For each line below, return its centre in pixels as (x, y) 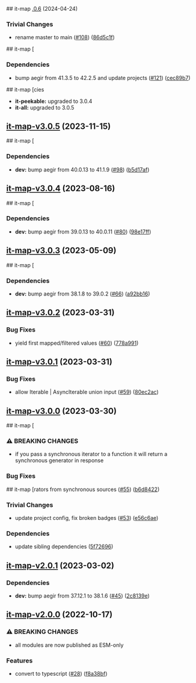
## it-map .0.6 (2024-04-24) (42, 9)
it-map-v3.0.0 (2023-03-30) (62, 411)
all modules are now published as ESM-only (69, 645)
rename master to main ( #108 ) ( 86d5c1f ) (65, 37)
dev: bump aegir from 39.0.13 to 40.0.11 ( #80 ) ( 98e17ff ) (83, 232)
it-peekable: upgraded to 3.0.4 (54, 101)
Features (20, 660)
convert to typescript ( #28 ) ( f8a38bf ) (61, 673)
